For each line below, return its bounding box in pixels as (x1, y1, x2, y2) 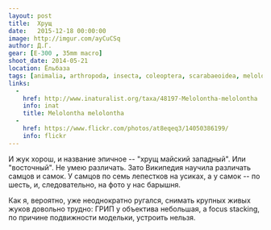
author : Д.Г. (8, 42, 52, 50)
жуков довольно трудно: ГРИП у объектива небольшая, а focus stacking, (8, 203, 261, 214)
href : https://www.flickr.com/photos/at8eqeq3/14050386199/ (23, 124, 229, 132)
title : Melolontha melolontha (23, 110, 125, 118)
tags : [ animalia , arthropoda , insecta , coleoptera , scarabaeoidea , (8, 72, 240, 80)
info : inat (23, 102, 60, 110)
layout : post (8, 11, 52, 20)
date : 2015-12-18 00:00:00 (8, 27, 106, 35)
